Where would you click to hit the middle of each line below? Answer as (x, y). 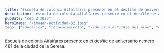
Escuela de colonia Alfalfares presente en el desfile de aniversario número (80, 41)
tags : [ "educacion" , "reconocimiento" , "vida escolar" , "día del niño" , (79, 27)
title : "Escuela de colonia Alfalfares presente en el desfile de (74, 9)
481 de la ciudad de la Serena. (35, 46)
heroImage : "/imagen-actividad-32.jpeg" (47, 23)
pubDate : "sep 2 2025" (28, 18)
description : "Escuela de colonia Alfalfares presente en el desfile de (81, 14)
